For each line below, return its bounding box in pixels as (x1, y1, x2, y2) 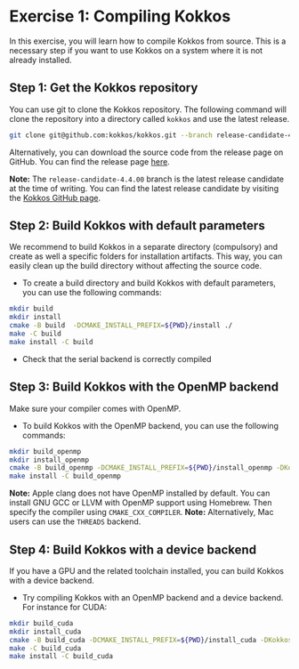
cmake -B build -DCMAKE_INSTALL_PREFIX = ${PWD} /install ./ (9, 321, 233, 330)
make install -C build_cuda (9, 652, 114, 661)
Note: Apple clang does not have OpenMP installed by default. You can (9, 488, 271, 499)
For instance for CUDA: (21, 601, 108, 612)
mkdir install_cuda (9, 627, 82, 636)
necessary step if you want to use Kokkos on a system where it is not (9, 44, 263, 55)
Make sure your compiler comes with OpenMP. (9, 403, 182, 414)
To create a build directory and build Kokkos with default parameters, (21, 278, 276, 288)
